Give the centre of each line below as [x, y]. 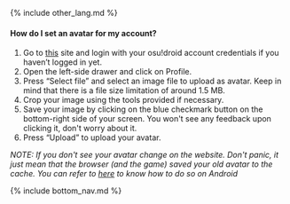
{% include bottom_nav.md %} [66, 191]
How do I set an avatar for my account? [84, 33]
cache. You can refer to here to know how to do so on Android [124, 174]
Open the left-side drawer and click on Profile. [107, 72]
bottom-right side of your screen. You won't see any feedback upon [147, 119]
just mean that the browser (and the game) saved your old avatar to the [141, 164]
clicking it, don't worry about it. [80, 129]
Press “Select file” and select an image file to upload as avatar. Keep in [152, 81]
